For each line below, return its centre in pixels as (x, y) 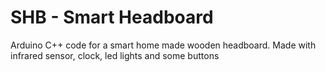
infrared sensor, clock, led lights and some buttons (115, 55)
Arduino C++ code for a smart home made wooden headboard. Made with (163, 45)
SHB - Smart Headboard (112, 17)
